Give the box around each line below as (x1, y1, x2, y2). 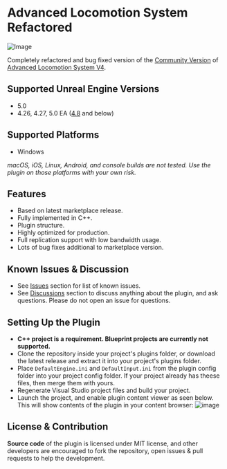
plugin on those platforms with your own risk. (7, 168, 136, 176)
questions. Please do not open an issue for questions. (17, 296, 171, 305)
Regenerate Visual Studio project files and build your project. (17, 386, 191, 394)
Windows (17, 147, 44, 156)
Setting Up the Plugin (7, 316, 100, 328)
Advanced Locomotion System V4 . (7, 63, 106, 71)
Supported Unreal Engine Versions (7, 83, 160, 95)
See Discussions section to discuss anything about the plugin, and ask (17, 289, 219, 297)
